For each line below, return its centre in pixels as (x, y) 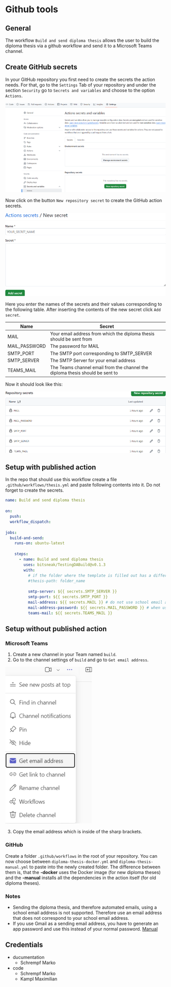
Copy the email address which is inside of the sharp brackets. (77, 832)
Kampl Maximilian (39, 979)
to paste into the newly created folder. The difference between (95, 867)
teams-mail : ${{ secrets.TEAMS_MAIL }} (70, 613)
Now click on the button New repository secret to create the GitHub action (84, 200)
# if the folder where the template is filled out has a (90, 575)
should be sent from (71, 339)
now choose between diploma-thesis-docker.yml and (62, 861)
